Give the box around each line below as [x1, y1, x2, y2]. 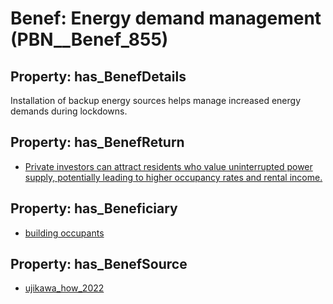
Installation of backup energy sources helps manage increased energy [10, 95, 301, 106]
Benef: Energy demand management [10, 7, 322, 30]
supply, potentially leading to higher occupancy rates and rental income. [24, 171, 323, 183]
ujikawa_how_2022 [24, 282, 105, 294]
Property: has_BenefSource [10, 256, 188, 273]
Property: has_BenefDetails [10, 68, 187, 85]
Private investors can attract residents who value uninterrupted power [24, 160, 313, 172]
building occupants [24, 227, 105, 239]
